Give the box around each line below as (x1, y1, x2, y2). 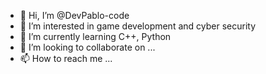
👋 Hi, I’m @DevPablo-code (19, 10, 130, 21)
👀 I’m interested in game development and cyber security (19, 20, 257, 32)
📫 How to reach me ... (19, 53, 113, 64)
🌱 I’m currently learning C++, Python (19, 31, 172, 42)
